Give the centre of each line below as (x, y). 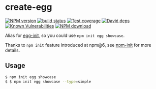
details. (13, 50)
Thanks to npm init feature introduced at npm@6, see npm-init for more (78, 45)
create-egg (29, 7)
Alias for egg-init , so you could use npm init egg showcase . (65, 35)
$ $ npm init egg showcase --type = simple (48, 82)
